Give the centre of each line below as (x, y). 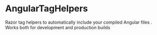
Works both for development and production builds (58, 27)
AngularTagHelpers (47, 9)
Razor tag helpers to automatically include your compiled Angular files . (79, 22)
